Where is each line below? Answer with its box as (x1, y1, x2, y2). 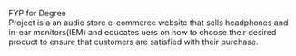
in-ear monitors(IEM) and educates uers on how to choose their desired (8, 27, 277, 37)
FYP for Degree (8, 8, 67, 18)
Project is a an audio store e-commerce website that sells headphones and (8, 17, 289, 28)
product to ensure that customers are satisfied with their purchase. (8, 36, 259, 47)
